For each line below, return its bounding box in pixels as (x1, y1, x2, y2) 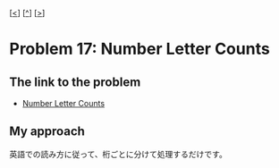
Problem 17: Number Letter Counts (9, 39, 270, 59)
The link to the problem (9, 74, 141, 89)
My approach (9, 124, 85, 139)
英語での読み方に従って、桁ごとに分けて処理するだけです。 (9, 148, 228, 159)
